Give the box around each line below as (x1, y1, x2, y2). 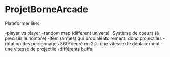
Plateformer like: (5, 20, 39, 26)
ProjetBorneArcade (5, 4, 89, 15)
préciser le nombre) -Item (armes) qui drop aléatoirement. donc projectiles (5, 35, 162, 41)
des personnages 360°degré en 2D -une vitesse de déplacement (22, 40, 160, 46)
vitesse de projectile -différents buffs (14, 46, 93, 52)
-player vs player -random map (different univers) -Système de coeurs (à (5, 30, 159, 36)
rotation (5, 40, 22, 46)
